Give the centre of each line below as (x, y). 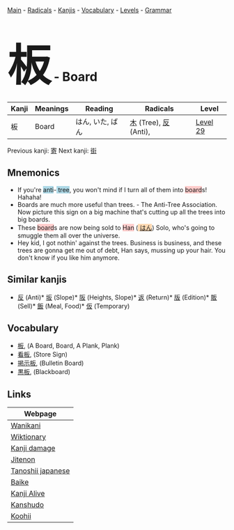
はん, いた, (92, 121)
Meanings (52, 109)
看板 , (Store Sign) (42, 354)
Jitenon (23, 460)
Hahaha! (29, 197)
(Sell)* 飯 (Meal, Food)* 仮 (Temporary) (73, 306)
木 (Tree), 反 (150, 123)
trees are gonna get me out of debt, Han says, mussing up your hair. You (122, 250)
